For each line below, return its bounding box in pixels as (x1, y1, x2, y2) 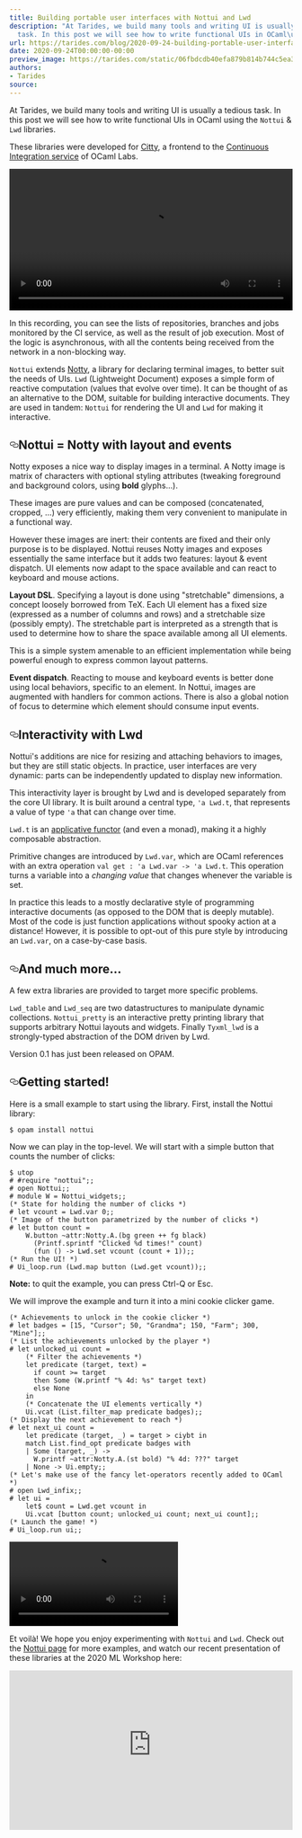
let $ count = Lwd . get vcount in (25, 1502, 147, 1511)
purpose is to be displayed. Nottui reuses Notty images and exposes (9, 544, 263, 555)
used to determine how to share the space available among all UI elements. (9, 628, 288, 639)
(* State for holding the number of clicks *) (9, 1199, 187, 1209)
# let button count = (9, 1223, 91, 1232)
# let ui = (9, 1494, 50, 1503)
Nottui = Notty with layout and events (18, 438, 232, 453)
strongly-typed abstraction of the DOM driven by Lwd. (9, 1031, 210, 1043)
